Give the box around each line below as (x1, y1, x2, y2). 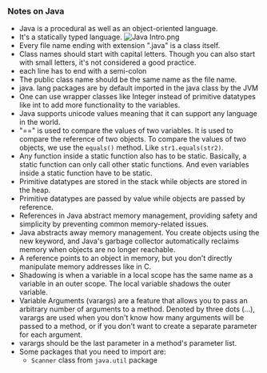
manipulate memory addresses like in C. (18, 262, 152, 271)
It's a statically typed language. (18, 32, 123, 42)
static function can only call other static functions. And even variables (18, 160, 249, 170)
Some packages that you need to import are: (18, 347, 166, 357)
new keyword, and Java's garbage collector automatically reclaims (18, 236, 239, 246)
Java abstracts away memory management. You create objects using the (18, 228, 260, 238)
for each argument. (18, 330, 83, 339)
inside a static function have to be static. (18, 168, 153, 178)
